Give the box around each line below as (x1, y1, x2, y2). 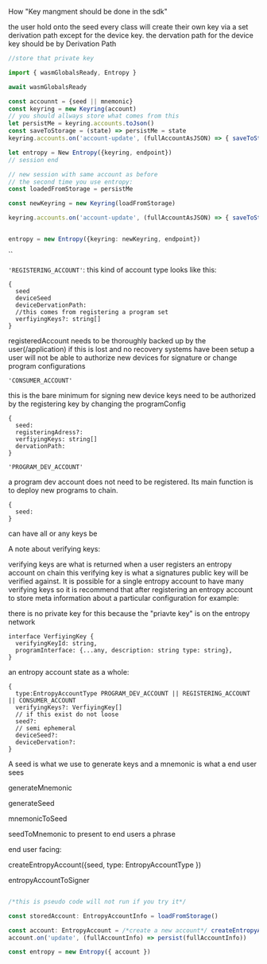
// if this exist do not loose (15, 710, 119, 718)
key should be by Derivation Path (8, 39, 117, 48)
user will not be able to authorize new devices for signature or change (8, 353, 238, 362)
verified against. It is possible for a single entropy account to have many (8, 576, 244, 586)
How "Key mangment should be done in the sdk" (8, 7, 168, 16)
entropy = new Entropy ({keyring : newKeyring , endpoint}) (8, 235, 201, 243)
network (8, 617, 36, 626)
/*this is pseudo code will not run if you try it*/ (8, 897, 187, 905)
